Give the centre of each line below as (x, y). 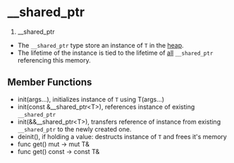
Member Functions (50, 83)
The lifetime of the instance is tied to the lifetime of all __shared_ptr (115, 53)
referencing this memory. (54, 60)
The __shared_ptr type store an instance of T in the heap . (101, 45)
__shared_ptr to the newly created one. (74, 129)
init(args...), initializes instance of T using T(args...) (91, 99)
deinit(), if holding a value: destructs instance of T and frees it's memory (122, 136)
